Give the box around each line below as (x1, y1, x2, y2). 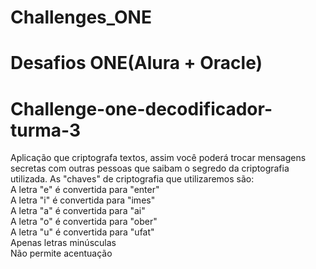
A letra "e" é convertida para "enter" (10, 184, 160, 196)
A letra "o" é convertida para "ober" (10, 216, 158, 228)
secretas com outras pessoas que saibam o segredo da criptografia (10, 162, 290, 175)
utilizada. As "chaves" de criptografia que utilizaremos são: (10, 173, 255, 185)
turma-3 (10, 119, 82, 141)
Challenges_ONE (10, 6, 152, 29)
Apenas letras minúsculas (10, 237, 117, 249)
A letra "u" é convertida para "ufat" (10, 226, 155, 238)
